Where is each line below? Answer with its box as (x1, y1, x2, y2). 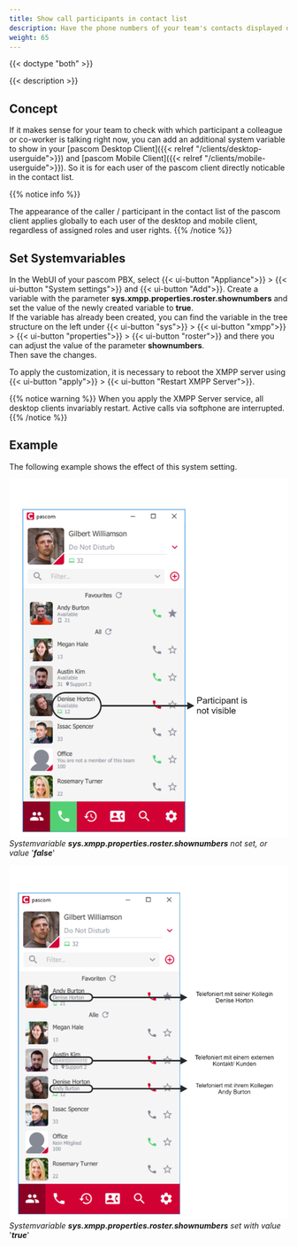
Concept (9, 101, 58, 116)
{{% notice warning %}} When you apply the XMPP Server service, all (9, 394, 263, 403)
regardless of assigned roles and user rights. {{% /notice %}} (9, 225, 232, 236)
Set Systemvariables (9, 251, 126, 266)
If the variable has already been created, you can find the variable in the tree (9, 312, 288, 323)
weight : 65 (9, 33, 49, 42)
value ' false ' (9, 847, 56, 858)
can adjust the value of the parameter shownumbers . (9, 340, 205, 350)
